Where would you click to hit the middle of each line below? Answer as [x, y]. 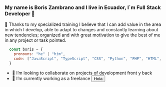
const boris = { [26, 49]
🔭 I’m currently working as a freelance [51, 78]
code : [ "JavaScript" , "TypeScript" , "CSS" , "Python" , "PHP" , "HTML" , [88, 59]
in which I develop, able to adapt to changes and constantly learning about [81, 30]
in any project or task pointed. [35, 40]
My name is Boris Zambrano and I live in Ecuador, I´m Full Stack [83, 7]
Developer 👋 [20, 13]
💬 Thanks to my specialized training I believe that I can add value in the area [83, 24]
